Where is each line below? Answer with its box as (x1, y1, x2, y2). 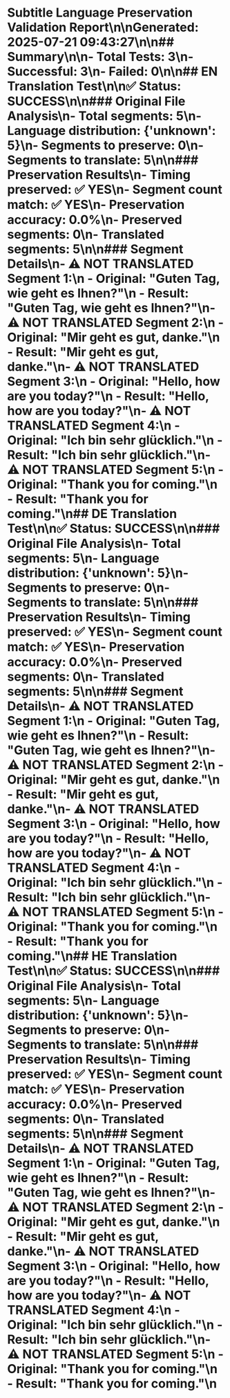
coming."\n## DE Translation (7, 506, 178, 522)
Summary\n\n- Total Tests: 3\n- (7, 49, 194, 65)
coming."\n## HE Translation (7, 948, 178, 964)
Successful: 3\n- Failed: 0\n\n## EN (7, 64, 218, 80)
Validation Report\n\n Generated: (7, 19, 199, 35)
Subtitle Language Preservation (7, 5, 193, 21)
